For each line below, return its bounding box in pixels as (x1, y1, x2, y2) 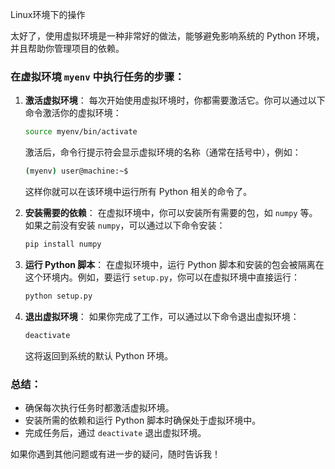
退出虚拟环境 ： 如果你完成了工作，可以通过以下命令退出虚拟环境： (24, 310, 300, 322)
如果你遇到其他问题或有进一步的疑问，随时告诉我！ (10, 448, 221, 460)
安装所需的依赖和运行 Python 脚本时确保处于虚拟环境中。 (24, 414, 262, 426)
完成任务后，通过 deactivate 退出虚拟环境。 (24, 426, 207, 438)
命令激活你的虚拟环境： (24, 107, 122, 119)
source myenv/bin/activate (24, 127, 138, 137)
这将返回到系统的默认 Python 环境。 (24, 349, 174, 362)
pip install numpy (24, 239, 102, 250)
